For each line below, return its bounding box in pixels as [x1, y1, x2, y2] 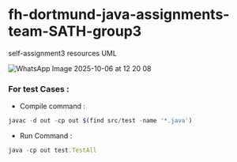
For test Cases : [8, 83, 70, 94]
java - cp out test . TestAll [8, 146, 97, 155]
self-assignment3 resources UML [8, 48, 117, 58]
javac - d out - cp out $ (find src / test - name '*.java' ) [8, 117, 193, 125]
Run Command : [19, 131, 73, 141]
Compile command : [19, 101, 85, 111]
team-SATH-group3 [8, 22, 142, 40]
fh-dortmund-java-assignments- [8, 6, 230, 24]
